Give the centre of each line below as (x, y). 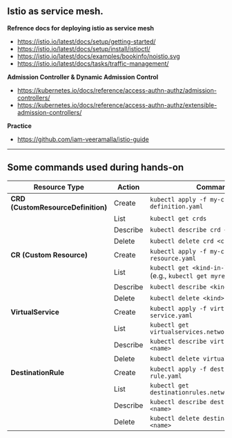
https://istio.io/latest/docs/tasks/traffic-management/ (93, 63)
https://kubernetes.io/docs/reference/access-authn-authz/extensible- (117, 105)
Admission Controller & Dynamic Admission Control (83, 77)
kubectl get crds (178, 218)
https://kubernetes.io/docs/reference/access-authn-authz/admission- (117, 90)
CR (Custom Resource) (49, 255)
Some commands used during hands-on (96, 168)
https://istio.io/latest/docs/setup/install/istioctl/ (84, 48)
